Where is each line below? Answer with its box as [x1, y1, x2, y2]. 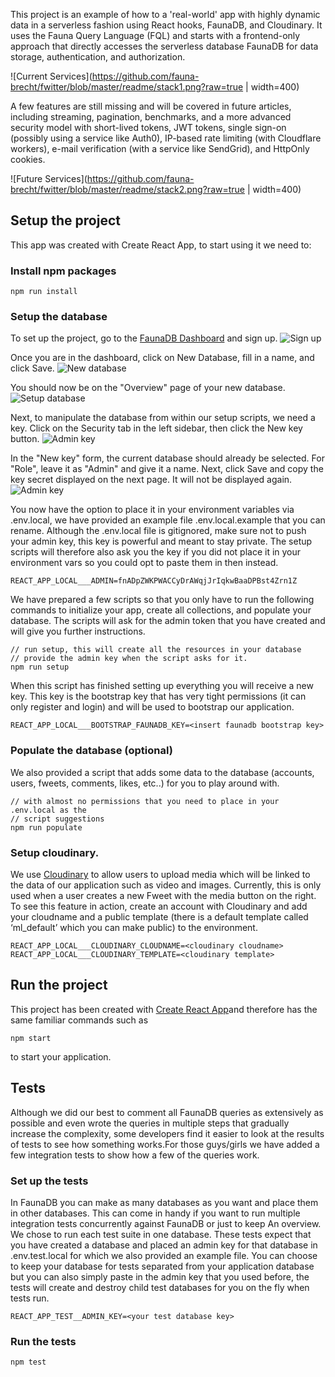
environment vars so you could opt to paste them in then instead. [10, 557, 279, 569]
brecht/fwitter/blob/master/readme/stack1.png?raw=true [10, 81, 244, 93]
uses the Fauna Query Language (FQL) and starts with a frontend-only [10, 30, 301, 41]
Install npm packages [10, 264, 117, 278]
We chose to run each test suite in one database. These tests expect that [10, 1228, 312, 1240]
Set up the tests [10, 1174, 89, 1188]
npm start [10, 1033, 52, 1043]
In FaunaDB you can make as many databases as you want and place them [10, 1196, 319, 1208]
